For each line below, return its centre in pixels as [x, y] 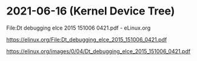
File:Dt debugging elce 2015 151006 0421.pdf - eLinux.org [78, 28]
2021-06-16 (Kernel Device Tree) [91, 11]
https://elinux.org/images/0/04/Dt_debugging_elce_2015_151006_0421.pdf [98, 51]
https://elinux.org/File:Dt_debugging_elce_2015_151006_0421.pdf [87, 39]
